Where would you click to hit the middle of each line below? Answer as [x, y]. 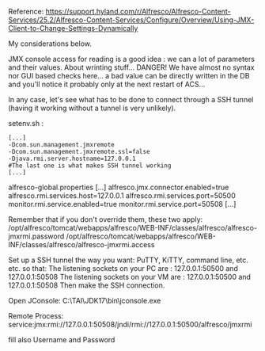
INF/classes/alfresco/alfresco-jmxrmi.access [81, 244]
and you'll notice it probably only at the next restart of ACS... [107, 84]
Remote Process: [36, 316]
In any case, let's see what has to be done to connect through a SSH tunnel [131, 99]
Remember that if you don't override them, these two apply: [106, 219]
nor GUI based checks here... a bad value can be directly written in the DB [129, 76]
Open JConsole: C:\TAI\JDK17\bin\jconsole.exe [85, 301]
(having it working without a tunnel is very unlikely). [92, 108]
